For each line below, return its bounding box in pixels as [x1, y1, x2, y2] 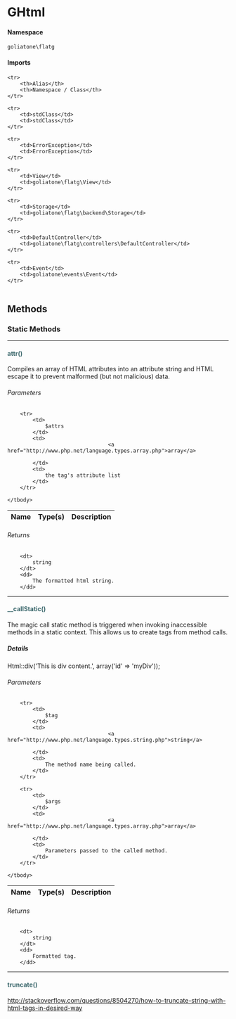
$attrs [44, 423, 65, 430]
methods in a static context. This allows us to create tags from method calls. [7, 628, 228, 636]
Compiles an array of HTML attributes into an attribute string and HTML [7, 365, 214, 373]
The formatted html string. [32, 577, 114, 584]
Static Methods [7, 324, 61, 334]
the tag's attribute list [44, 472, 121, 479]
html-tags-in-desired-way [7, 1004, 83, 1012]
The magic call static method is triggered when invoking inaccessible [7, 620, 207, 629]
